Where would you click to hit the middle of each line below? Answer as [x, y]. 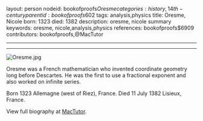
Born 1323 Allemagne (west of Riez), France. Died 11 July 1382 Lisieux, [94, 93]
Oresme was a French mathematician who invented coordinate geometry [97, 69]
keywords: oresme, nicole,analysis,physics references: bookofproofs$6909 [100, 28]
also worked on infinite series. [44, 82]
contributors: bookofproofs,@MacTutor [55, 34]
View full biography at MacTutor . [47, 111]
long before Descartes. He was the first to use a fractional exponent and [96, 75]
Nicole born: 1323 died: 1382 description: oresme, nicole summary [89, 21]
